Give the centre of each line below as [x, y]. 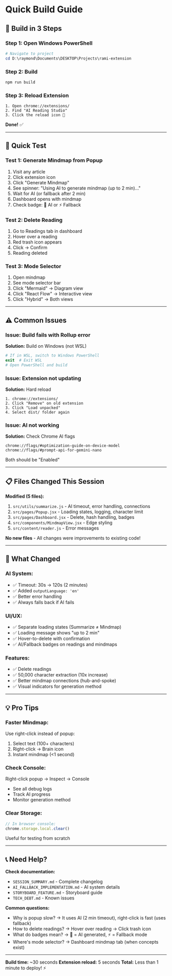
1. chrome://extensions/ [32, 399]
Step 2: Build [21, 71]
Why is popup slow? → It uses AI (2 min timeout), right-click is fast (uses [89, 918]
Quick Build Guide [44, 10]
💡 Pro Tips [22, 708]
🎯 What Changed [33, 559]
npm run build [20, 82]
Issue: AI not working [33, 425]
